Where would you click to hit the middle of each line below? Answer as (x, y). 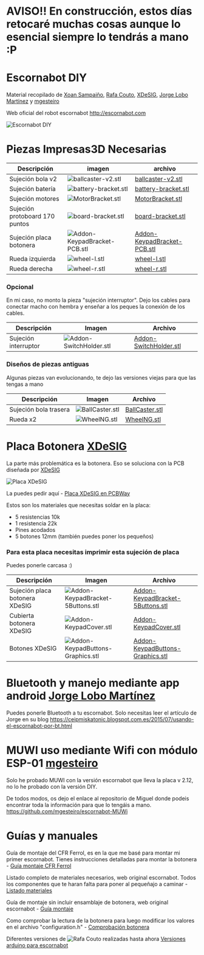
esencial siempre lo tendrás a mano (98, 37)
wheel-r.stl (151, 269)
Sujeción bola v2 (33, 179)
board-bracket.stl (160, 216)
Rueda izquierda (32, 259)
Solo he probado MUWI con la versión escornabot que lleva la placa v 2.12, (100, 780)
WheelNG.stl (143, 419)
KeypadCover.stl (157, 627)
